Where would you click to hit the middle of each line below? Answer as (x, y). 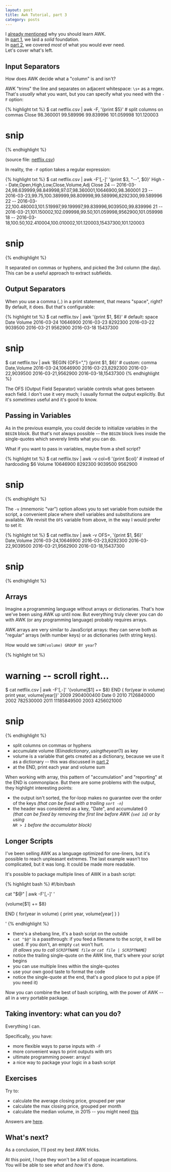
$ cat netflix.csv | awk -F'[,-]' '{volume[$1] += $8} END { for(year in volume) (85, 690)
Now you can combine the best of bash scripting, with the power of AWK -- (84, 992)
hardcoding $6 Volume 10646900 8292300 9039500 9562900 (72, 464)
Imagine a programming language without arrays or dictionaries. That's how (85, 609)
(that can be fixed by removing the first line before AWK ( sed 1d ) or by (86, 814)
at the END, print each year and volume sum (59, 767)
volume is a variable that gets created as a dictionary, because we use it (88, 756)
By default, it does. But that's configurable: (50, 307)
